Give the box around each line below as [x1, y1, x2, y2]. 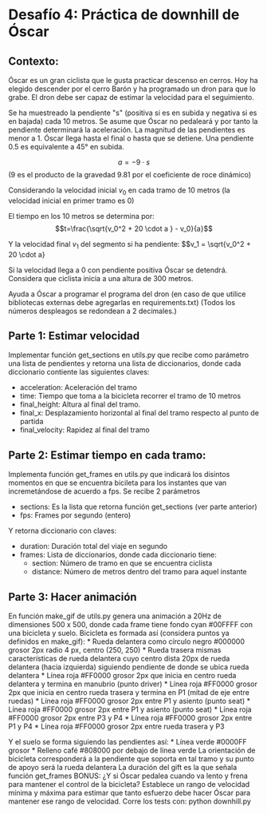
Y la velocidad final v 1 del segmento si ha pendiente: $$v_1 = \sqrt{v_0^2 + [8, 239, 251, 251]
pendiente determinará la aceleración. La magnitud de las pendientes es [8, 125, 245, 134]
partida [19, 417, 44, 427]
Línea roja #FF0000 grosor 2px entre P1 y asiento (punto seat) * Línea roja [8, 705, 253, 714]
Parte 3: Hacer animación [8, 590, 137, 604]
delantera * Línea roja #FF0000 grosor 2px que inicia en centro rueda [8, 671, 237, 681]
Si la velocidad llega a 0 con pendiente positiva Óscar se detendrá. [8, 265, 228, 275]
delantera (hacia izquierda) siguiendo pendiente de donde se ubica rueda [8, 662, 249, 672]
